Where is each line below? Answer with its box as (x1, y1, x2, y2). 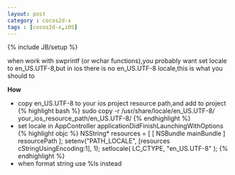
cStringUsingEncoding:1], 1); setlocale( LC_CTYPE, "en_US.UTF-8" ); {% (17, 145, 229, 153)
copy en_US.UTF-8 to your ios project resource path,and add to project (17, 99, 226, 108)
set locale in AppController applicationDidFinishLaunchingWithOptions (17, 122, 224, 130)
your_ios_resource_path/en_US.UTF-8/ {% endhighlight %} (17, 114, 191, 123)
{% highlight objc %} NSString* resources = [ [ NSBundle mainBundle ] (17, 129, 226, 138)
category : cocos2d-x (7, 17, 72, 24)
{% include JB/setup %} (7, 43, 78, 52)
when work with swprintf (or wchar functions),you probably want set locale (7, 57, 227, 65)
